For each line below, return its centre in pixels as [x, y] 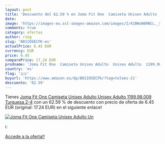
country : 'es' [20, 69]
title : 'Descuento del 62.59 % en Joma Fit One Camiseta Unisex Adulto [81, 14]
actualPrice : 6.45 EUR [28, 46]
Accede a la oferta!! [25, 136]
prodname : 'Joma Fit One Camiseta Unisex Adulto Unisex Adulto [73, 64]
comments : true [21, 28]
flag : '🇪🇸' [17, 74]
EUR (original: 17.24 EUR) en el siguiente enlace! [54, 107]
